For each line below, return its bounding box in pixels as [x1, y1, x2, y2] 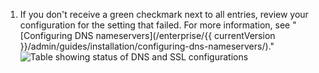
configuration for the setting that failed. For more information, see [19, 19, 291, 31]
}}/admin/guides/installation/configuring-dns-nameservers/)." [19, 40, 275, 52]
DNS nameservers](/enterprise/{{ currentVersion [74, 30, 276, 41]
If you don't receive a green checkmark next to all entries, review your [19, 9, 309, 20]
